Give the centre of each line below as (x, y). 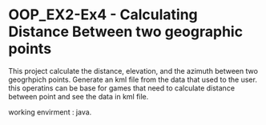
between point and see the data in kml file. (79, 96)
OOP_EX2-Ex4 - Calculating (103, 15)
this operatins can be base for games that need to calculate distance (121, 88)
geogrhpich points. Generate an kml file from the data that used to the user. (133, 79)
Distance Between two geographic (125, 32)
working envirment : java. (50, 112)
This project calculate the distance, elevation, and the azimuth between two (133, 71)
